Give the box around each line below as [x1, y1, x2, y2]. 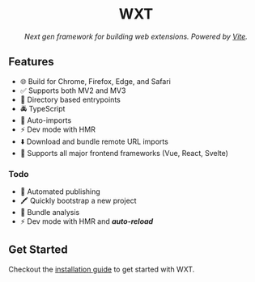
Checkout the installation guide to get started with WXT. [8, 264, 195, 274]
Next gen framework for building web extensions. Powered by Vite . [23, 32, 249, 41]
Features [8, 55, 54, 69]
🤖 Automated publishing [19, 187, 101, 196]
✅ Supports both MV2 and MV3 [19, 86, 126, 95]
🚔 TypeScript [19, 103, 66, 113]
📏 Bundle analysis [19, 208, 80, 217]
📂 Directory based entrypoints [19, 95, 121, 104]
